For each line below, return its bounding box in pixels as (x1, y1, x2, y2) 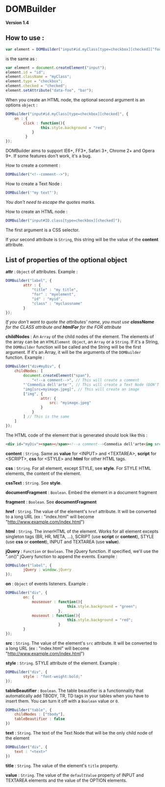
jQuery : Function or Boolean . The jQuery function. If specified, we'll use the (5, 548, 159, 554)
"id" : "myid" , (31, 296, 63, 301)
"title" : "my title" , (31, 288, 78, 293)
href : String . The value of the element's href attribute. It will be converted (5, 508, 157, 514)
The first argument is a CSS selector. (5, 227, 80, 233)
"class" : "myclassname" (31, 301, 83, 306)
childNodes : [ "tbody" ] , (14, 712, 65, 717)
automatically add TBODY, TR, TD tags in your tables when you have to (5, 692, 149, 699)
